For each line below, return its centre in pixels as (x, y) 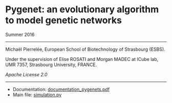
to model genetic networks (63, 20)
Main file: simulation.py (37, 95)
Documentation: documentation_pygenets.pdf (61, 89)
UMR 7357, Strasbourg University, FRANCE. (51, 65)
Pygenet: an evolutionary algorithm (82, 9)
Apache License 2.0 (26, 74)
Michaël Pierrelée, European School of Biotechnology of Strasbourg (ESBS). (85, 49)
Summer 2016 (20, 34)
